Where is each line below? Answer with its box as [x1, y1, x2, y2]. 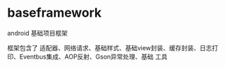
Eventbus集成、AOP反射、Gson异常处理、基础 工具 [19, 52, 168, 61]
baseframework [7, 5, 102, 21]
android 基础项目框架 [7, 29, 68, 37]
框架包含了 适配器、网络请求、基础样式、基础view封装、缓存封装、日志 [7, 43, 212, 52]
